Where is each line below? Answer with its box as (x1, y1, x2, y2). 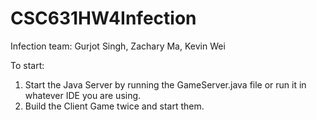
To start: (10, 59, 45, 71)
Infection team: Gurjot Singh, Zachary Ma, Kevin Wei (10, 40, 226, 52)
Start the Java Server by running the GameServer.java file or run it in (24, 78, 307, 91)
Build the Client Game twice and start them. (24, 100, 205, 112)
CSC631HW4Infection (10, 7, 197, 30)
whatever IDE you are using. (24, 89, 142, 101)
